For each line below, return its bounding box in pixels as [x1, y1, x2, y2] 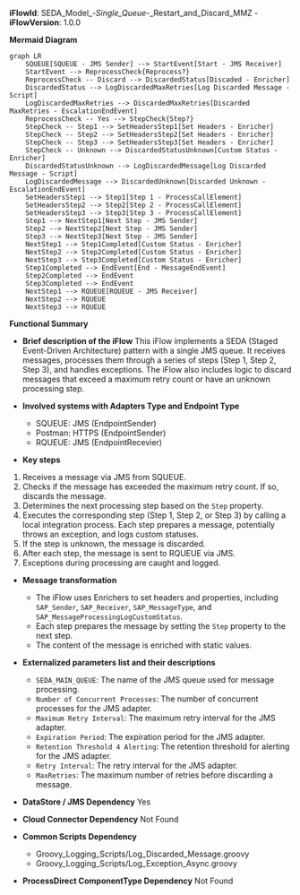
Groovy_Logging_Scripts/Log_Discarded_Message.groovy [35, 848, 250, 859]
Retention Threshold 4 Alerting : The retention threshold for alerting [35, 741, 290, 752]
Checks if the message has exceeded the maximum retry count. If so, [21, 481, 279, 492]
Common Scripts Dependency [21, 831, 137, 841]
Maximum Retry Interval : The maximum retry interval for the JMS [35, 712, 276, 723]
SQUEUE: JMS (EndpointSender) [35, 418, 157, 428]
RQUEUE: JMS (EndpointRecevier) [35, 437, 163, 447]
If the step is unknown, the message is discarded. [21, 538, 206, 549]
